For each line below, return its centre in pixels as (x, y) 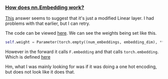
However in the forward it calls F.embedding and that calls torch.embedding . (82, 52)
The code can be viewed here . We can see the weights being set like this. (81, 33)
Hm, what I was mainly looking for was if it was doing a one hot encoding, (81, 67)
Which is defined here (28, 57)
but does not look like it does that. (40, 72)
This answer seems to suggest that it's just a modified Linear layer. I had (79, 18)
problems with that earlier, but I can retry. (48, 23)
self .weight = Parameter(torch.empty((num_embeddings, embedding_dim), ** (85, 42)
